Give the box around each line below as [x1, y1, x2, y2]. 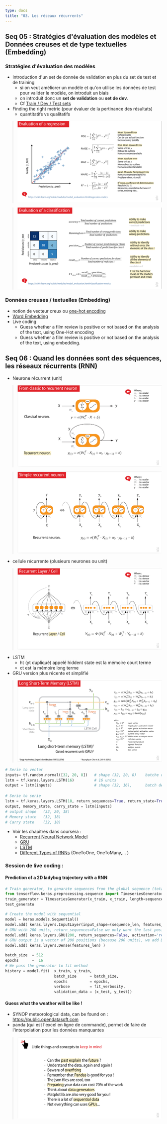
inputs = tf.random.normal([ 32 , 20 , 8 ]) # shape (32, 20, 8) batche [5, 772, 159, 778]
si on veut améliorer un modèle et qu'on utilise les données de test [19, 85, 156, 91]
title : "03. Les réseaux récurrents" [5, 13, 83, 18]
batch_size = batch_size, [54, 974, 119, 979]
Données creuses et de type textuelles [5, 40, 127, 48]
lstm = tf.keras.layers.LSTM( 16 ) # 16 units [5, 778, 117, 783]
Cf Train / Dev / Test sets [19, 101, 71, 107]
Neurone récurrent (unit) [12, 375, 63, 381]
